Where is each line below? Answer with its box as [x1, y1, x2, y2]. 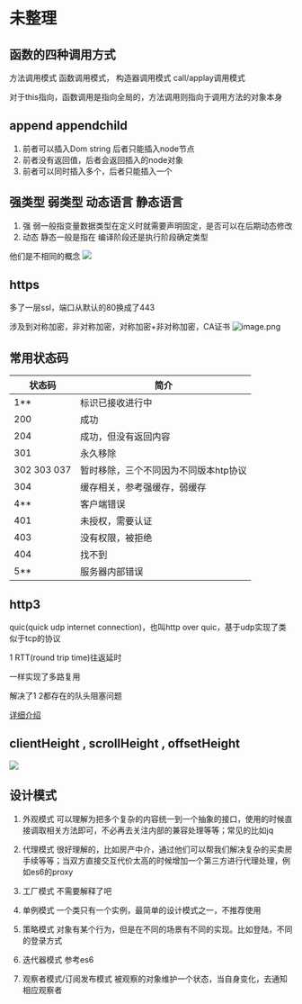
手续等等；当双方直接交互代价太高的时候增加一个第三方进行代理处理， [22, 855, 283, 865]
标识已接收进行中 [79, 397, 153, 410]
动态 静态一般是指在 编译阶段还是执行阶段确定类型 [22, 231, 209, 242]
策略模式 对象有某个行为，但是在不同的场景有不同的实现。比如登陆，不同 [22, 924, 293, 935]
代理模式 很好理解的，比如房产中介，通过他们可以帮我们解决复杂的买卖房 [22, 844, 293, 855]
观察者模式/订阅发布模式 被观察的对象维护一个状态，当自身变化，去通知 [22, 973, 288, 984]
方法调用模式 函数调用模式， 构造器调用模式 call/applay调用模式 [9, 73, 245, 83]
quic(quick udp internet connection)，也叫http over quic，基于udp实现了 [9, 622, 279, 633]
